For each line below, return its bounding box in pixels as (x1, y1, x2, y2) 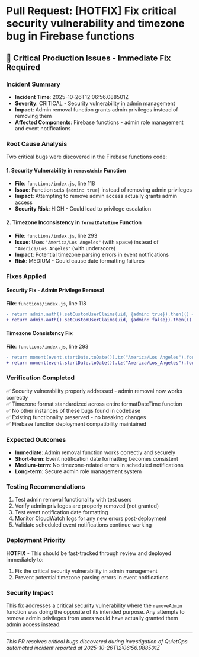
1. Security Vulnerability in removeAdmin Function (6, 167, 126, 174)
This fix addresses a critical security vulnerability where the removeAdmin (6, 602, 182, 609)
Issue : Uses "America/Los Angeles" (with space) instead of (14, 238, 159, 245)
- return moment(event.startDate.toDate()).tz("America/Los (6, 354, 158, 360)
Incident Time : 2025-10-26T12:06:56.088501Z (14, 93, 129, 100)
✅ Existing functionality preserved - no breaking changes (6, 413, 146, 420)
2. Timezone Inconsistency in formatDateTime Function (6, 218, 142, 226)
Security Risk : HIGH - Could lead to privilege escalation (14, 205, 152, 212)
